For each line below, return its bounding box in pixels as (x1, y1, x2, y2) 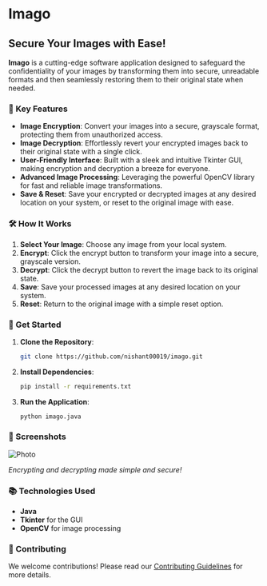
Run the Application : (19, 397, 90, 406)
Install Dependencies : (19, 367, 94, 377)
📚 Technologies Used (8, 485, 96, 496)
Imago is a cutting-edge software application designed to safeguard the (8, 58, 245, 67)
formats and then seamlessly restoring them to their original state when (8, 75, 244, 84)
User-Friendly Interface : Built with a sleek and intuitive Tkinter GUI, (19, 155, 244, 165)
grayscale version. (19, 257, 82, 266)
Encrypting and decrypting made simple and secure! (8, 464, 182, 474)
